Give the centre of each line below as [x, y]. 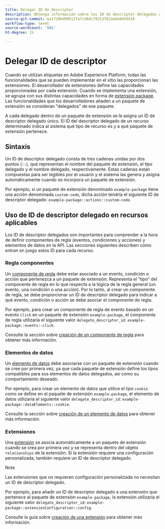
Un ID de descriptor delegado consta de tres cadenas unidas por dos [75, 158]
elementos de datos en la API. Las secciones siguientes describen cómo [78, 245]
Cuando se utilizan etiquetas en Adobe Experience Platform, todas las [76, 75]
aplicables [21, 223]
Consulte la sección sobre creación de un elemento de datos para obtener [80, 414]
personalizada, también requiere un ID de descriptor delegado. [69, 458]
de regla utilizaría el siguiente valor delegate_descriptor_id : [66, 320]
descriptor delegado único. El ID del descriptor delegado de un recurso [77, 121]
